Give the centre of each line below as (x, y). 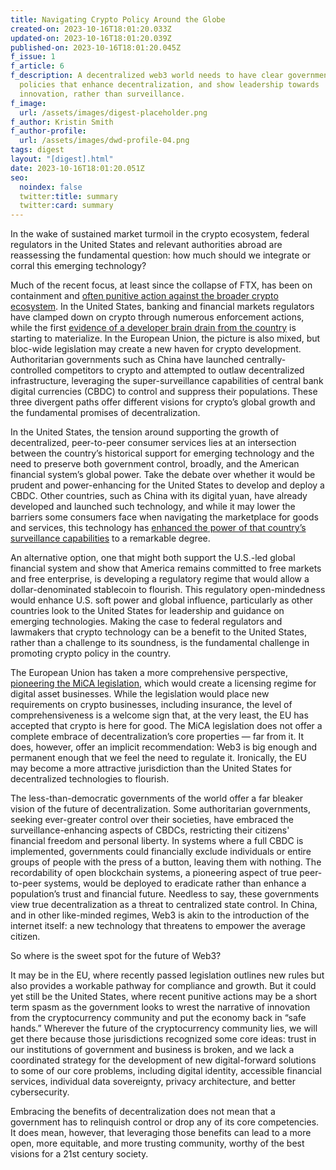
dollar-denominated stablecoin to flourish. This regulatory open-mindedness (168, 590)
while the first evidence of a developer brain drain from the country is (153, 328)
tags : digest (37, 150)
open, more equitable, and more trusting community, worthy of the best (157, 1143)
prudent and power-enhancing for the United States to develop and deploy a (167, 485)
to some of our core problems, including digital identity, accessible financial (166, 1071)
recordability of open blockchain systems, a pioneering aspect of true (154, 873)
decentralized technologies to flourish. (90, 779)
